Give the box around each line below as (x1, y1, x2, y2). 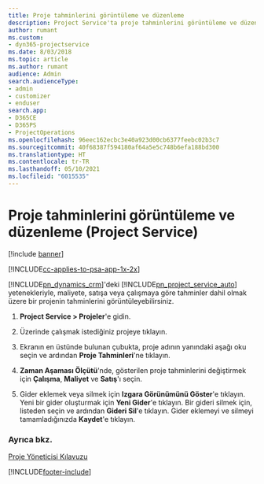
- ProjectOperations (8, 128, 76, 136)
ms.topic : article (8, 56, 68, 64)
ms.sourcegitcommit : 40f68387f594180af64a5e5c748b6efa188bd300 (8, 143, 220, 151)
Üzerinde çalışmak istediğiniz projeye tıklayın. (19, 327, 167, 336)
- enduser (8, 99, 41, 107)
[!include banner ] (8, 249, 64, 258)
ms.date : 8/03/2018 (8, 48, 72, 56)
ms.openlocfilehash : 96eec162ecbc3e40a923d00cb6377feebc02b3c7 (8, 135, 220, 144)
